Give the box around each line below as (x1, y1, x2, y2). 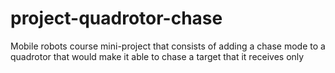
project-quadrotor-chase (10, 7, 223, 30)
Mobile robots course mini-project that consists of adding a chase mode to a (10, 40, 326, 52)
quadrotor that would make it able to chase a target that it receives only (10, 50, 305, 62)
